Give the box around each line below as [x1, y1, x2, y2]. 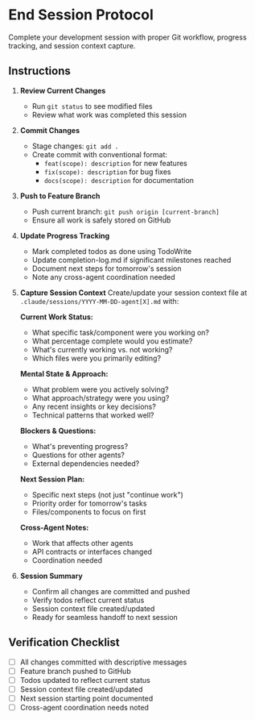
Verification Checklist [8, 635, 121, 650]
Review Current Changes [19, 85, 106, 95]
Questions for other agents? [31, 450, 125, 460]
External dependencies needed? [31, 458, 140, 468]
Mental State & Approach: [19, 368, 109, 378]
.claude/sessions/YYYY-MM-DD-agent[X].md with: [19, 296, 179, 306]
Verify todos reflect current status [31, 595, 145, 605]
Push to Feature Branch [19, 191, 101, 201]
